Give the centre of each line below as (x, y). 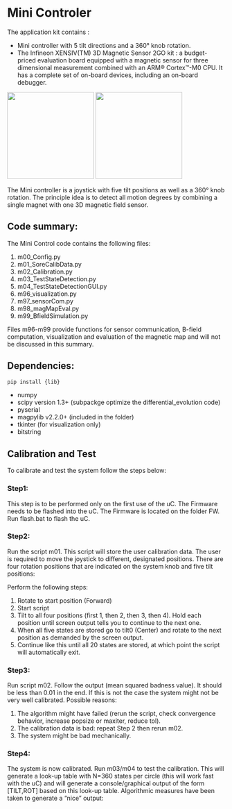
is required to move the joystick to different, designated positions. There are (115, 559)
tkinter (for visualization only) (59, 424)
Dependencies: (41, 366)
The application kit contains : (48, 32)
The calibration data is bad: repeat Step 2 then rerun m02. (100, 728)
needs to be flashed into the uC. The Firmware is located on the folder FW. (114, 511)
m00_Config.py (39, 257)
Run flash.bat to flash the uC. (49, 518)
